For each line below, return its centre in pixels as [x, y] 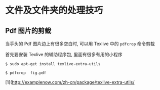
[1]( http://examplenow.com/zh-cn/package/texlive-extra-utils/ [70, 82]
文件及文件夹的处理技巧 [54, 10]
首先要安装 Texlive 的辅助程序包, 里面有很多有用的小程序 [64, 54]
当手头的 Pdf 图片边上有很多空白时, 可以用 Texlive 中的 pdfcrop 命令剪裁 [80, 44]
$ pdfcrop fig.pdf [26, 73]
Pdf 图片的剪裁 [28, 31]
